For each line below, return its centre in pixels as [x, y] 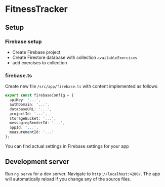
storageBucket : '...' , [33, 118]
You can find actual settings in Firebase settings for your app [67, 146]
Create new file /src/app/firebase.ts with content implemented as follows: [82, 86]
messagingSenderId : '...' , [37, 123]
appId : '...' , [24, 128]
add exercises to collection [40, 62]
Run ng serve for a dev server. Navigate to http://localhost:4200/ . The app [83, 174]
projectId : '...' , [29, 114]
